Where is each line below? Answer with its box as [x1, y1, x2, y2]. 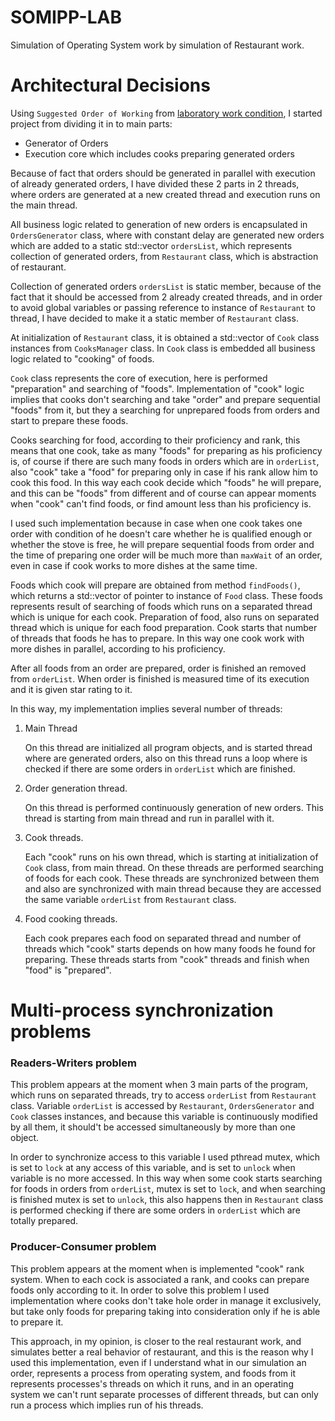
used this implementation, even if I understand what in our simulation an [10, 1356, 307, 1368]
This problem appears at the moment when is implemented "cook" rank [10, 1262, 305, 1275]
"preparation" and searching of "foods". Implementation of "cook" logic [10, 382, 305, 395]
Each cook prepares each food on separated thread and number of [24, 932, 302, 944]
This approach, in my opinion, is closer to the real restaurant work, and [10, 1335, 302, 1347]
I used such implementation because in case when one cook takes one [10, 517, 303, 529]
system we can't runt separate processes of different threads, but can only [10, 1388, 319, 1400]
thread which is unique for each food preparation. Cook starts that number [10, 621, 318, 633]
